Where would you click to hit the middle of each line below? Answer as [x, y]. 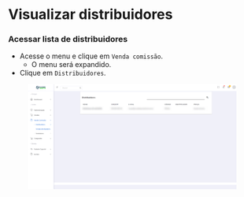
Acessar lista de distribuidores [68, 39]
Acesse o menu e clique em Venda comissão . [91, 56]
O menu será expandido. [71, 65]
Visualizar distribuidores [91, 15]
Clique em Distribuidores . [63, 73]
